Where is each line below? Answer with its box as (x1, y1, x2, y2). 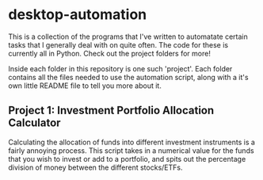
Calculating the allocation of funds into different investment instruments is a (8, 137, 256, 147)
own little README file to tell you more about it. (8, 81, 162, 90)
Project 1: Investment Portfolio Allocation (8, 104, 215, 117)
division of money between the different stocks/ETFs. (8, 163, 183, 172)
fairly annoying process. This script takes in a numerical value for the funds (8, 145, 255, 155)
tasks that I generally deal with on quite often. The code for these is (8, 40, 228, 49)
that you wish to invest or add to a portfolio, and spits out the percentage (8, 154, 246, 163)
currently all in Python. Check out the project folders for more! (8, 48, 212, 58)
